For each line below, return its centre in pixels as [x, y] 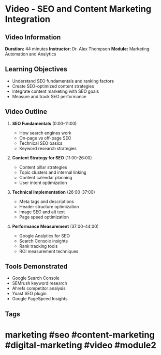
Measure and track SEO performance [49, 96]
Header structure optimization [49, 206]
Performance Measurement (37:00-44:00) [55, 226]
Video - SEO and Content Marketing [78, 9]
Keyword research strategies [48, 148]
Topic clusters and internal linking [53, 172]
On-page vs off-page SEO [45, 138]
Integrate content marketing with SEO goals [55, 91]
